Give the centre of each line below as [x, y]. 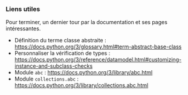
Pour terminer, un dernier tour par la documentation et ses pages [86, 22]
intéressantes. [23, 28]
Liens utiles [23, 9]
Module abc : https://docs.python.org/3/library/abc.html [83, 73]
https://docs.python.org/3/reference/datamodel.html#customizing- [98, 60]
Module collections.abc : [47, 79]
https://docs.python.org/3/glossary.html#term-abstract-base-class [98, 47]
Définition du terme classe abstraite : [60, 41]
